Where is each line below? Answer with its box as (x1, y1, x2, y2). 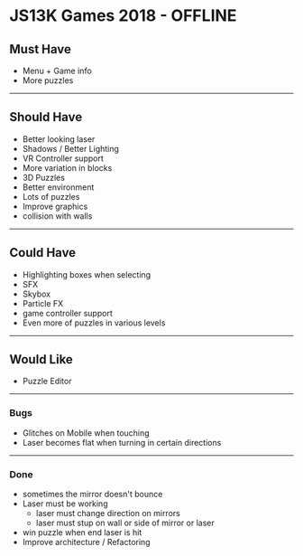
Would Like (9, 352, 74, 367)
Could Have (9, 245, 77, 260)
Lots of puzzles (22, 191, 80, 202)
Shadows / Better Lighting (22, 143, 120, 154)
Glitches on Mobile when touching (22, 427, 151, 438)
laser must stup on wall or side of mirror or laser (35, 517, 215, 529)
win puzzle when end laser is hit (22, 527, 142, 538)
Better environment (22, 182, 95, 193)
